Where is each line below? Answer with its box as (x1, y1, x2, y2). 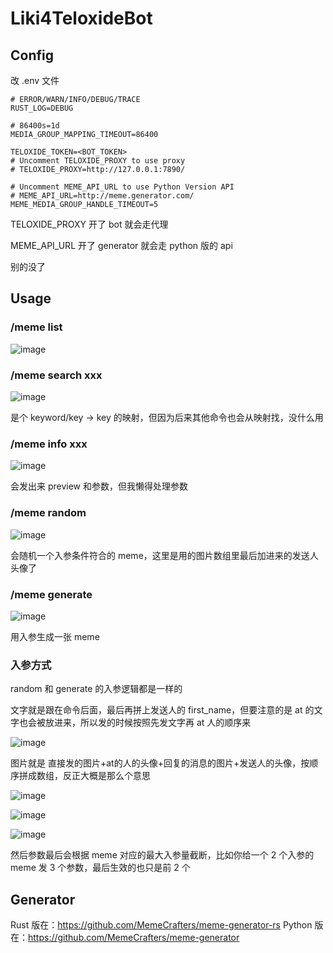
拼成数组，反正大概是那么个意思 (18, 770, 151, 782)
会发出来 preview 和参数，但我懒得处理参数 (10, 480, 188, 492)
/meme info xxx (10, 437, 88, 451)
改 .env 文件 (10, 75, 60, 86)
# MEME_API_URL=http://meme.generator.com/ (10, 191, 195, 201)
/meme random (10, 506, 87, 520)
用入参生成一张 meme (10, 630, 100, 642)
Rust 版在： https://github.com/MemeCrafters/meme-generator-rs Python (10, 918, 313, 931)
